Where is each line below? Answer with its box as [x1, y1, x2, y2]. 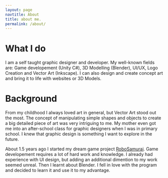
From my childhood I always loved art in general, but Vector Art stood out [5, 110, 156, 116]
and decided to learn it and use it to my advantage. [5, 167, 110, 173]
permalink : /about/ [5, 21, 46, 27]
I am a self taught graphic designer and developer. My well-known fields [5, 60, 155, 66]
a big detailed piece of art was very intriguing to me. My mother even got [5, 120, 156, 126]
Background [5, 93, 57, 104]
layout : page [5, 7, 33, 13]
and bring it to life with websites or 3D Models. [5, 76, 102, 82]
